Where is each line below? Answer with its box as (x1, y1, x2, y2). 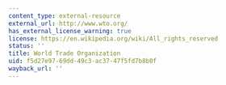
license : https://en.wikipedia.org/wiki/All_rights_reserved (8, 34, 219, 43)
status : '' (8, 42, 45, 50)
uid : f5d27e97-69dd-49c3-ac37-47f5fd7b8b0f (8, 57, 157, 66)
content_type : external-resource (8, 11, 121, 20)
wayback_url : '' (8, 65, 63, 73)
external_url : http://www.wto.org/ (8, 19, 128, 28)
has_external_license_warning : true (8, 27, 132, 35)
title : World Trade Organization (8, 49, 121, 57)
